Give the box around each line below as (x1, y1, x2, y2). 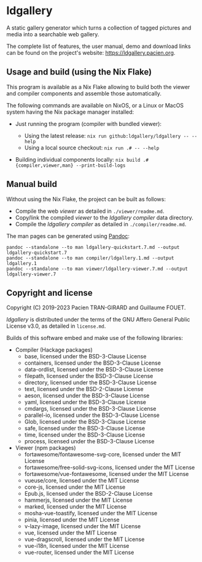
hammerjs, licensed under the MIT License (24, 496, 133, 504)
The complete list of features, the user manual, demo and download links (6, 42, 192, 50)
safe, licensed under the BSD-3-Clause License (24, 425, 146, 432)
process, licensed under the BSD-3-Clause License (24, 438, 155, 445)
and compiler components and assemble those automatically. (6, 90, 161, 97)
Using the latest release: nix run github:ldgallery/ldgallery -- (24, 132, 189, 139)
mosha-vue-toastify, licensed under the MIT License (24, 510, 158, 517)
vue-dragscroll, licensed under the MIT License (24, 536, 145, 543)
